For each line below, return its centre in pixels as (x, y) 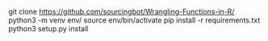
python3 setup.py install (48, 29)
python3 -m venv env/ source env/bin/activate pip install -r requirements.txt (134, 20)
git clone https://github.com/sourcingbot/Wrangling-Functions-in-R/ (121, 12)
